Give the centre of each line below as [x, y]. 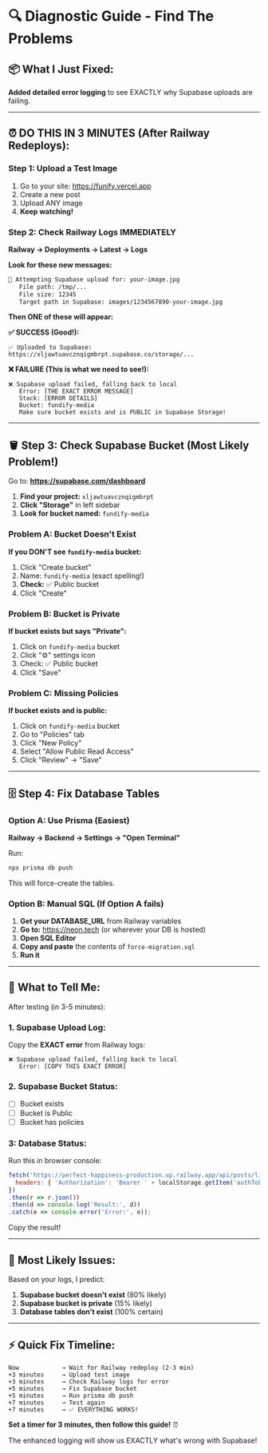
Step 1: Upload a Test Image [63, 168]
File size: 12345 [48, 294]
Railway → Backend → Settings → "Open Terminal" [95, 837]
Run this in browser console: [55, 1160]
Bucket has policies [52, 1122]
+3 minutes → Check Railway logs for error [89, 1382]
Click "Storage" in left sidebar [70, 505]
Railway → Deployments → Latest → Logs [78, 249]
